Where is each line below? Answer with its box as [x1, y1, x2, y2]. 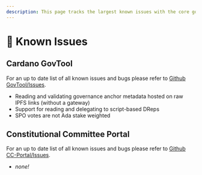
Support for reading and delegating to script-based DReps [14, 105, 160, 112]
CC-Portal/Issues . [6, 152, 51, 159]
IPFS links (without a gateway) [14, 99, 90, 106]
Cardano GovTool [6, 58, 73, 69]
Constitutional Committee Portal [6, 129, 130, 140]
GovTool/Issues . [6, 81, 46, 88]
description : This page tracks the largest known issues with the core [6, 8, 189, 15]
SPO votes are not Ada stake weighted [14, 112, 111, 119]
